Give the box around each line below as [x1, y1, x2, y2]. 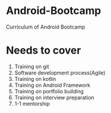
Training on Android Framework [14, 82, 91, 89]
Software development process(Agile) [14, 69, 106, 76]
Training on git [14, 63, 49, 70]
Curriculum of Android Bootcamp [6, 23, 85, 30]
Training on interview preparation [14, 94, 95, 101]
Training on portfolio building [14, 87, 84, 94]
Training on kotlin [14, 75, 56, 82]
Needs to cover [6, 44, 81, 57]
